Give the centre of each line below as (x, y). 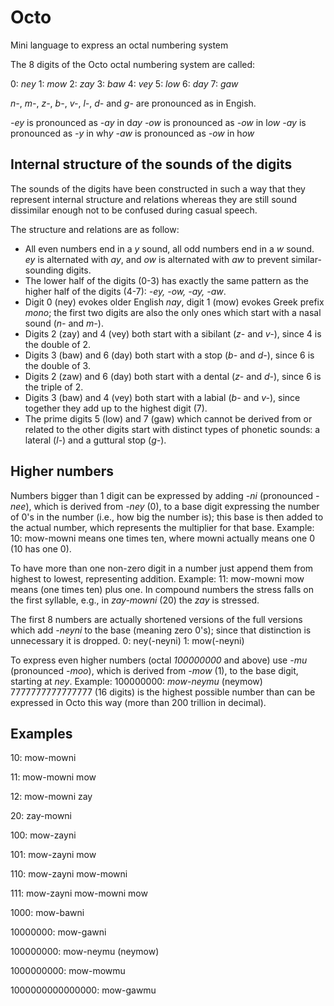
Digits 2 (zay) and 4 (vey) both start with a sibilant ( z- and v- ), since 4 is (173, 333)
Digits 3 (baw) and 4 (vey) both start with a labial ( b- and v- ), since (162, 397)
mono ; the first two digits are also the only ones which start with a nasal (173, 312)
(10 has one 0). (41, 548)
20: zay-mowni (41, 816)
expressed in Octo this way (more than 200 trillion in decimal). (138, 702)
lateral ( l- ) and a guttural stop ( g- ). (95, 440)
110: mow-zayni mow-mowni (69, 874)
